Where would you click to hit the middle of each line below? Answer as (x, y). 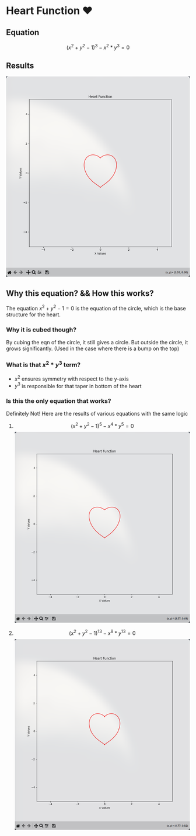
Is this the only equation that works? (59, 401)
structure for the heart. (34, 315)
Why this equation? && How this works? (80, 293)
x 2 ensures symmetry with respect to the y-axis (72, 378)
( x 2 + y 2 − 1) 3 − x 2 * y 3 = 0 (98, 47)
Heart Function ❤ (50, 11)
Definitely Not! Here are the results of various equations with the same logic (97, 414)
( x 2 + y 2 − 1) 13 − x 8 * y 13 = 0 (102, 633)
